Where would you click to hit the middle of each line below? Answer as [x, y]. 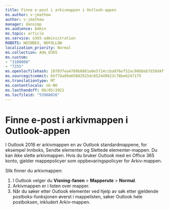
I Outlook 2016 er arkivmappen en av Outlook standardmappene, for [76, 145]
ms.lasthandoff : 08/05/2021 [35, 90]
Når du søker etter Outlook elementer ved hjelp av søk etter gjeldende [85, 191]
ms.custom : [17, 57]
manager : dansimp [24, 24]
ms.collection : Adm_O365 [31, 52]
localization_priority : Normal [38, 48]
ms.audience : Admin [26, 29]
